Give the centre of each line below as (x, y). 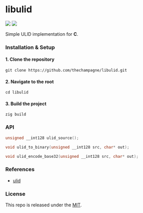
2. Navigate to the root (29, 81)
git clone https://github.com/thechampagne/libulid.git (66, 70)
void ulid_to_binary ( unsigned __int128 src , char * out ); (67, 147)
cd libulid (17, 92)
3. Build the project (26, 104)
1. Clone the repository (30, 59)
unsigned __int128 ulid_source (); (42, 138)
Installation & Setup (30, 47)
